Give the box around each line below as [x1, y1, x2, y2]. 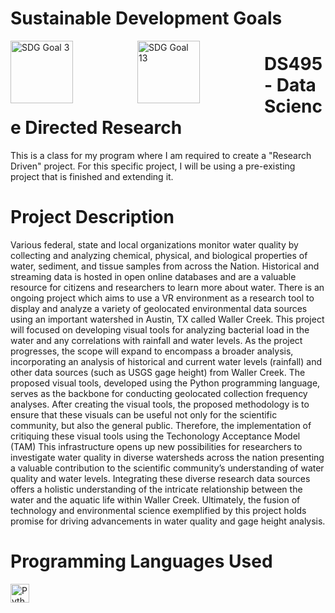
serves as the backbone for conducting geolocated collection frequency [10, 388, 308, 400]
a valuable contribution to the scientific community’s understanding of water [10, 462, 325, 474]
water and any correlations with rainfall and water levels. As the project [10, 335, 303, 347]
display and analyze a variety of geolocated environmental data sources [10, 303, 308, 315]
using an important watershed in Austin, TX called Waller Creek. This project [10, 313, 325, 326]
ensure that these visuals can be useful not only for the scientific [10, 409, 278, 421]
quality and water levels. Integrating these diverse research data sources [10, 473, 311, 485]
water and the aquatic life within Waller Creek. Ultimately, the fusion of [10, 494, 301, 506]
